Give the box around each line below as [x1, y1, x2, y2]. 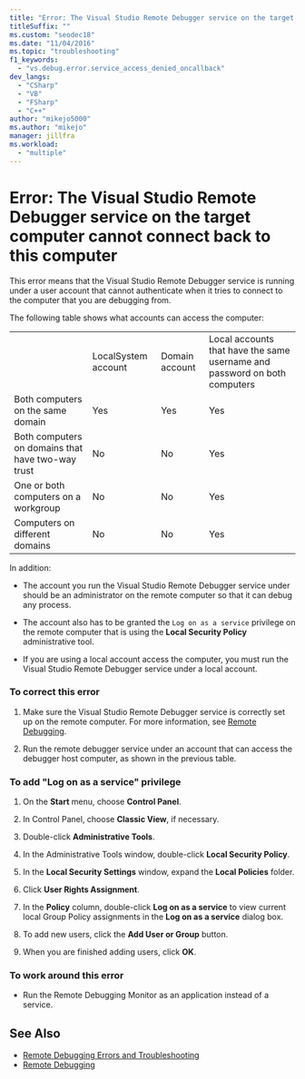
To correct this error [9, 686, 100, 699]
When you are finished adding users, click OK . [22, 947, 197, 957]
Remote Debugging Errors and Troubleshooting [22, 1050, 200, 1061]
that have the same [208, 344, 290, 357]
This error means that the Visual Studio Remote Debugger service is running [9, 275, 295, 286]
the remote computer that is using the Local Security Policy [22, 626, 248, 637]
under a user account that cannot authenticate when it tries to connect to [9, 285, 283, 296]
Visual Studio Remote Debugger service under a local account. [22, 663, 258, 674]
